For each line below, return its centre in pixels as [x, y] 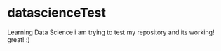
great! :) [19, 39]
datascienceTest [57, 13]
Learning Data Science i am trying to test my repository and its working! [111, 32]
